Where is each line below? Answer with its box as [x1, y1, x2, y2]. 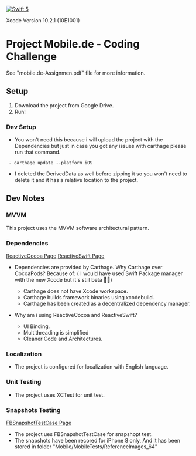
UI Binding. [23, 323, 50, 330]
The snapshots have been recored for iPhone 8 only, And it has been [14, 437, 180, 444]
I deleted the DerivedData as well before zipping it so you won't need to [14, 170, 187, 177]
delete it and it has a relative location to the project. [14, 177, 139, 184]
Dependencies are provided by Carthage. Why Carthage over [14, 264, 163, 271]
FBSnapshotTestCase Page [6, 419, 72, 426]
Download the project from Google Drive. [14, 102, 114, 109]
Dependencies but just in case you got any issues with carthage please [14, 143, 187, 150]
